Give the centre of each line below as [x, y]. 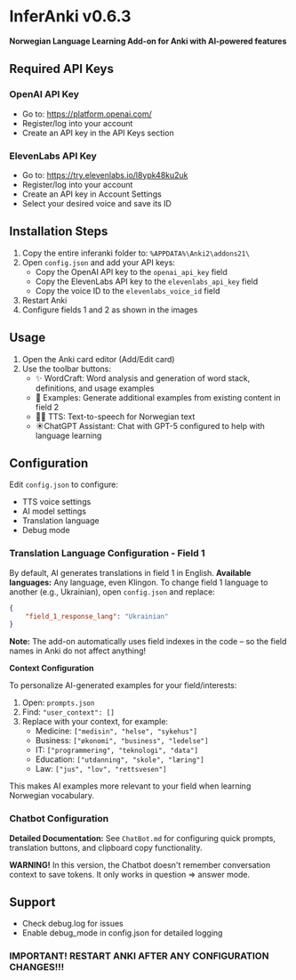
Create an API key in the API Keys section [98, 133]
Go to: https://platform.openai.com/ [87, 114]
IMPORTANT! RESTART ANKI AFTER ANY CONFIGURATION [139, 956]
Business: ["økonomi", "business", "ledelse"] [122, 741]
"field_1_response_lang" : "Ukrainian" [97, 616]
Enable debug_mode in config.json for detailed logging [122, 933]
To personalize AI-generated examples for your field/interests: [123, 685]
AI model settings [54, 511]
